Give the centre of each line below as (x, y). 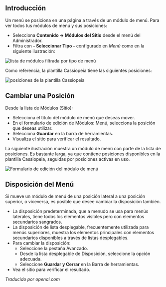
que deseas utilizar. (32, 128)
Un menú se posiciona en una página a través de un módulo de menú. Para (82, 20)
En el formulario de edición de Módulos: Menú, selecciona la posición (84, 123)
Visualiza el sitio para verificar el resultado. (57, 139)
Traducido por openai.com (33, 280)
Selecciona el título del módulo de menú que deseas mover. (74, 117)
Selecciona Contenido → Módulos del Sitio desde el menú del (76, 35)
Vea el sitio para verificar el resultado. (51, 270)
